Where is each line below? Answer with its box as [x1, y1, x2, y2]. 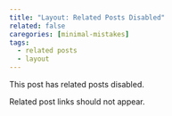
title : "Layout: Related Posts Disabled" [9, 12, 166, 22]
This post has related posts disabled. [9, 79, 145, 89]
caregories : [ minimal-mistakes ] [9, 29, 129, 38]
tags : [9, 37, 29, 47]
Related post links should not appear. [9, 96, 145, 107]
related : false [9, 21, 66, 30]
